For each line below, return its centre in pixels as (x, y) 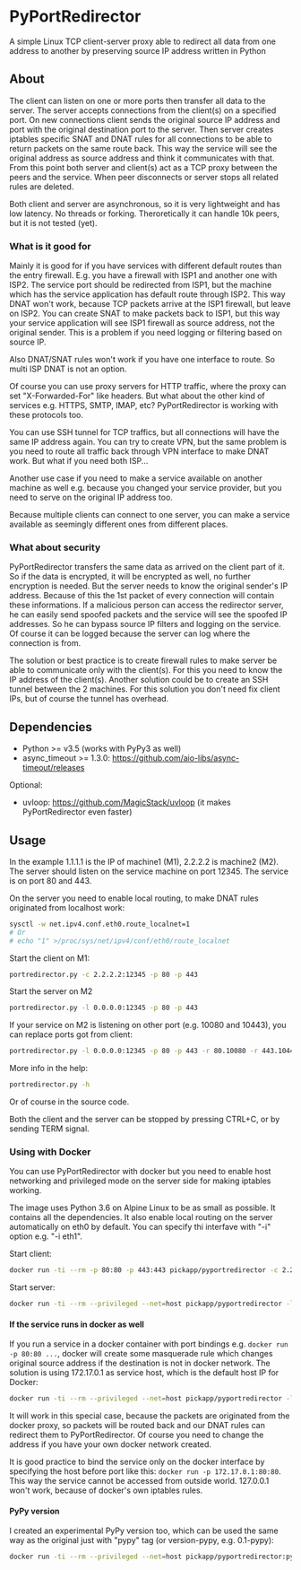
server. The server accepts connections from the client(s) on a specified (143, 110)
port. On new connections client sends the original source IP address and (145, 119)
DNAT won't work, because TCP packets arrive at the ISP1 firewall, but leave (150, 304)
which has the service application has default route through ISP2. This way (147, 294)
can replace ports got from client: (71, 1034)
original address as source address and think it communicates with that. (142, 158)
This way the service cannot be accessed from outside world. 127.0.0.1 (139, 1481)
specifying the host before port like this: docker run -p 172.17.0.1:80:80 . (145, 1471)
